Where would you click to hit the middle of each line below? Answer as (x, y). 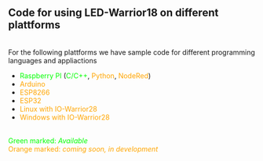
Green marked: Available (48, 141)
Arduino (32, 84)
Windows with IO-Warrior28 (64, 117)
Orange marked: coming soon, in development (83, 148)
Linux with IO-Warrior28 (58, 109)
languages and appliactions (53, 60)
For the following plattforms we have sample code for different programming (131, 52)
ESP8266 (35, 92)
